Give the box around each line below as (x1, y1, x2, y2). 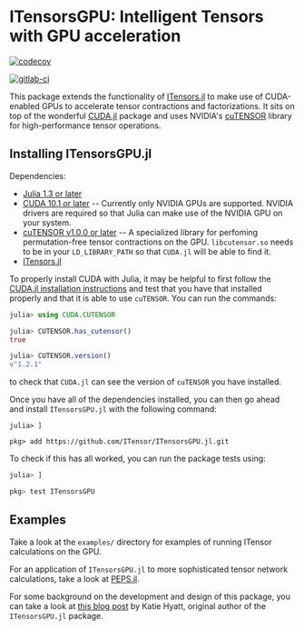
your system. (22, 216, 72, 228)
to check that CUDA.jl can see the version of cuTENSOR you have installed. (9, 376, 282, 387)
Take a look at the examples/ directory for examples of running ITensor (9, 536, 272, 547)
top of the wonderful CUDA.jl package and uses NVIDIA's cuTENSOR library (9, 110, 292, 121)
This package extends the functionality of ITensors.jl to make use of (9, 91, 263, 102)
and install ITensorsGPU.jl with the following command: (9, 404, 218, 415)
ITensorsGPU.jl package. (9, 610, 104, 621)
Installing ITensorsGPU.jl (9, 146, 152, 162)
